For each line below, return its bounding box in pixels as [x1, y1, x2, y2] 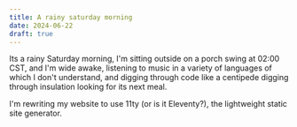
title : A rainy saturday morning [9, 12, 133, 22]
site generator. [9, 108, 62, 119]
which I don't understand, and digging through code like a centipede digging [9, 72, 289, 83]
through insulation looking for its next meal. [9, 81, 168, 93]
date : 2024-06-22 [9, 21, 74, 30]
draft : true [9, 29, 53, 38]
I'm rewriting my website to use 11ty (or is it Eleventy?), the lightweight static [9, 99, 288, 109]
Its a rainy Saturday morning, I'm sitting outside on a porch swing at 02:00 [9, 54, 280, 64]
